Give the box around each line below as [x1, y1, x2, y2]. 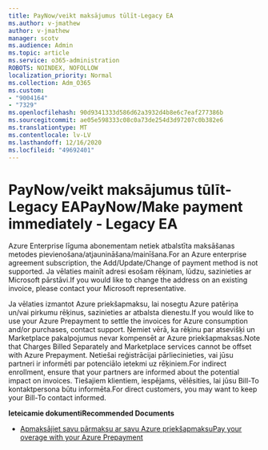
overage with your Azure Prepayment [19, 432, 144, 442]
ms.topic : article [8, 49, 70, 57]
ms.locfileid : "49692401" [8, 146, 94, 154]
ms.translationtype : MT [8, 124, 88, 132]
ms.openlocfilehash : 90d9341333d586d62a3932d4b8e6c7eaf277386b [8, 109, 224, 117]
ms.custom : [8, 86, 45, 95]
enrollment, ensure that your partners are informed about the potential [8, 367, 240, 377]
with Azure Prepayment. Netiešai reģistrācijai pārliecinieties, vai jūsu [8, 351, 234, 360]
